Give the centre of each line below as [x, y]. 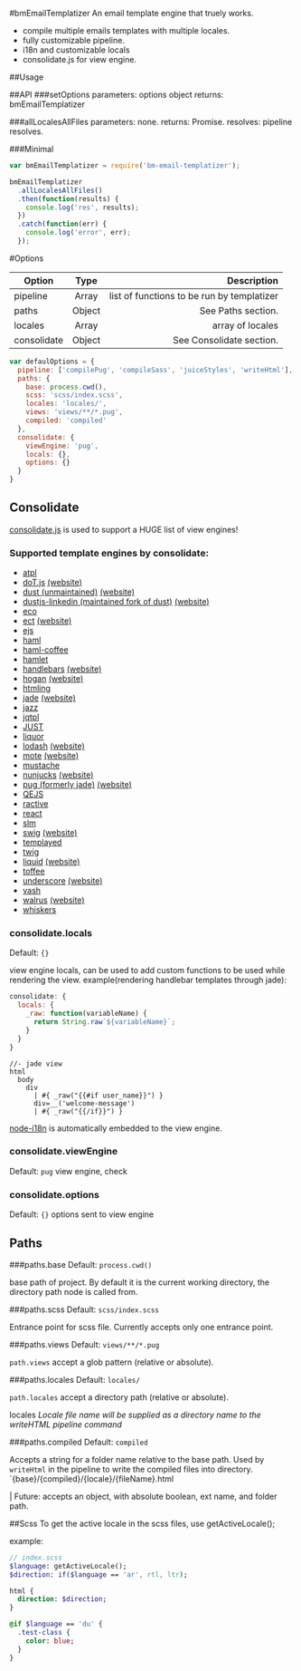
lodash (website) [54, 746]
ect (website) [47, 621]
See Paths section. [239, 310]
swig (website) [50, 833]
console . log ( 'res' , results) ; [83, 208]
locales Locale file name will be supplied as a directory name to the [136, 1415]
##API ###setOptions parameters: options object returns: [117, 95]
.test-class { [44, 1633]
